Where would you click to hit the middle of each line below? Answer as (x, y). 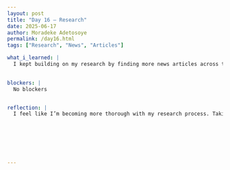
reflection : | (27, 108)
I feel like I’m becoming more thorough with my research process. (112, 114)
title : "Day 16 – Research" (47, 20)
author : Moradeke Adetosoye (47, 33)
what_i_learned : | (33, 58)
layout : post (26, 13)
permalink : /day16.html (41, 39)
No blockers (30, 89)
